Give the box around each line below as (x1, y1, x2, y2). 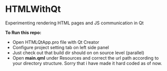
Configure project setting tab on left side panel (12, 44, 109, 50)
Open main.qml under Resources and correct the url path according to (12, 55, 159, 61)
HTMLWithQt (5, 3, 61, 15)
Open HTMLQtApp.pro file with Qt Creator (12, 39, 99, 45)
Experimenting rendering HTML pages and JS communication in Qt (5, 20, 144, 26)
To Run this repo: (5, 29, 42, 35)
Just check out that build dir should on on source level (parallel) (12, 50, 144, 56)
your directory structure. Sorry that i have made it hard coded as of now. (12, 60, 162, 66)
